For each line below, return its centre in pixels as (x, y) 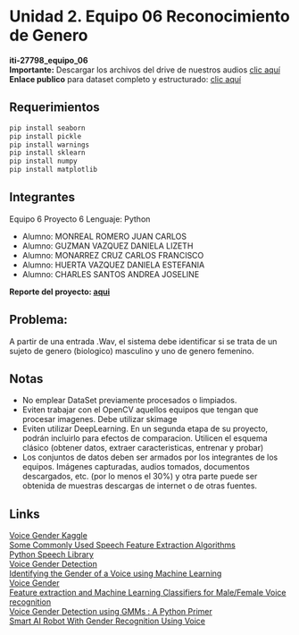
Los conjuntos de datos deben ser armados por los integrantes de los (150, 457)
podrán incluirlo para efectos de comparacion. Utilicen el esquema (145, 438)
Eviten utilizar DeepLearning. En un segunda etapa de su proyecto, (145, 429)
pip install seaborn (48, 128)
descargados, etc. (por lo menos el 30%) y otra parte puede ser (140, 477)
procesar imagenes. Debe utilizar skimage (100, 419)
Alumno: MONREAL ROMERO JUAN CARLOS (104, 236)
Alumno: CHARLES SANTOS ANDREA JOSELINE (111, 274)
